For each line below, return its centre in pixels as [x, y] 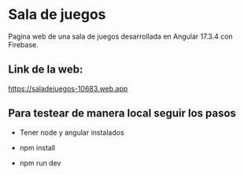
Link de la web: [46, 70]
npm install [37, 147]
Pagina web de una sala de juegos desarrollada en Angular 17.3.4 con [121, 36]
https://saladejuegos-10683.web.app [68, 88]
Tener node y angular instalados [72, 132]
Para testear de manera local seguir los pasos [122, 113]
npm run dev [40, 162]
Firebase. [24, 44]
